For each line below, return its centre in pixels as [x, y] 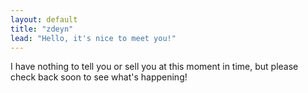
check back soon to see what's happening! [99, 77]
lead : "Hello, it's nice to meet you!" [93, 38]
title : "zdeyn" [42, 29]
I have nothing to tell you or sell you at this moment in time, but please [154, 67]
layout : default [44, 19]
